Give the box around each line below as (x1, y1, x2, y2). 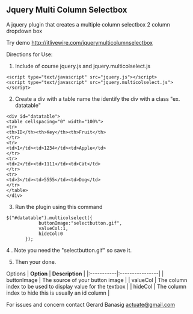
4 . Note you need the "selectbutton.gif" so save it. (6, 246, 132, 254)
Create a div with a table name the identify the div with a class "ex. (14, 95, 180, 102)
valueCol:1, (38, 225, 69, 231)
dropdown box (6, 27, 43, 34)
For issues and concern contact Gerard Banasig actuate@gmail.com (6, 301, 176, 308)
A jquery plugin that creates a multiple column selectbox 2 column (6, 21, 170, 28)
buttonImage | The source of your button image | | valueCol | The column (6, 276, 188, 283)
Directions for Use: (6, 51, 53, 58)
